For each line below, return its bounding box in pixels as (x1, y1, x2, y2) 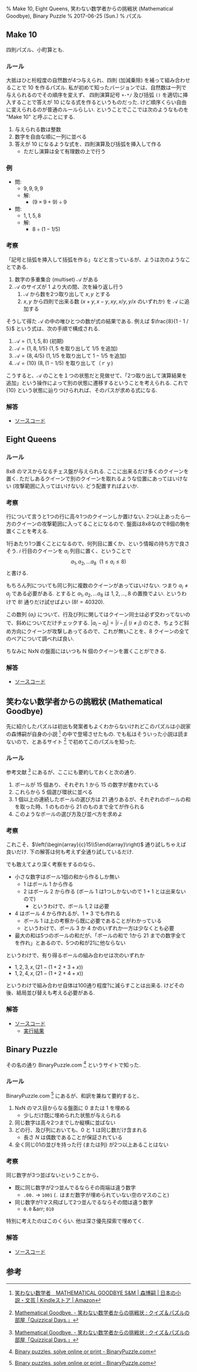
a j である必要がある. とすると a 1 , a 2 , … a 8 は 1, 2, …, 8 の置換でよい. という (6, 590, 182, 599)
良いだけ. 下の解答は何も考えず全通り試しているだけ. (6, 848, 134, 855)
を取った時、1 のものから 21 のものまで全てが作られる (14, 803, 145, 810)
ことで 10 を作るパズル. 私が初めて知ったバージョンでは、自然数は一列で (11, 84, 186, 91)
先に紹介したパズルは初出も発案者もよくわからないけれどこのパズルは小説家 (6, 723, 191, 730)
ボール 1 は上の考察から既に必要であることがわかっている (23, 918, 162, 925)
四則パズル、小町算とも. (6, 46, 64, 53)
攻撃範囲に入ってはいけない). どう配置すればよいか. (14, 482, 139, 489)
